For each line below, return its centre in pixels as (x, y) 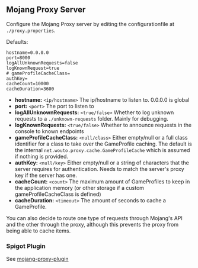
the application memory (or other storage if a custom (79, 188)
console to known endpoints (49, 131)
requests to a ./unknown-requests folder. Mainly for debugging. (92, 118)
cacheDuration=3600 (30, 89)
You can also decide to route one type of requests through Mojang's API (94, 218)
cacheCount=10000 (28, 83)
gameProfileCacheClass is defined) (58, 194)
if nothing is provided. (41, 156)
